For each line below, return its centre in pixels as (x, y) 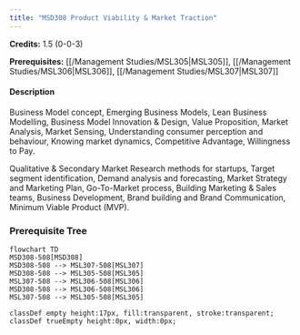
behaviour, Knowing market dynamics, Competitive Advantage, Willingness (150, 141)
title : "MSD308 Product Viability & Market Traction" (114, 18)
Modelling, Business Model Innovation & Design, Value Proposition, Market (149, 122)
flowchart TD (34, 250)
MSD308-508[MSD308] (46, 258)
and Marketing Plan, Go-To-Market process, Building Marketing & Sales (143, 188)
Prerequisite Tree (49, 230)
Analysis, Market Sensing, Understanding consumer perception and (136, 131)
